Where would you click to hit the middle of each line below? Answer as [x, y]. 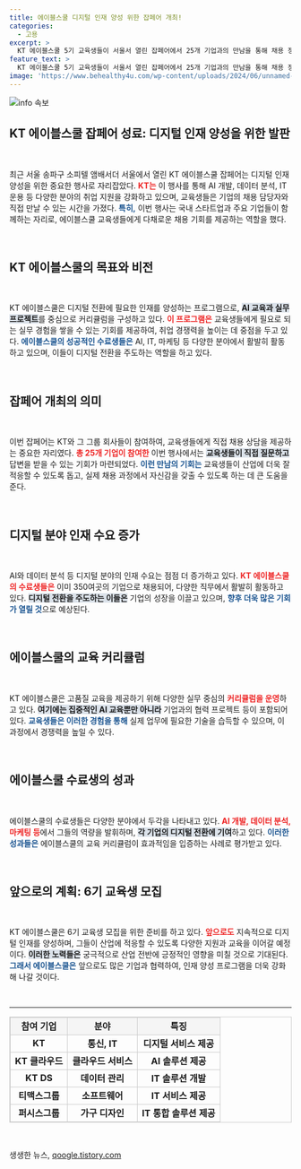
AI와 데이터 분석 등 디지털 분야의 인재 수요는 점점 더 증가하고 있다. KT [130, 576]
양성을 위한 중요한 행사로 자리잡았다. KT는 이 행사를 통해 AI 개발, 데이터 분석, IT [148, 186]
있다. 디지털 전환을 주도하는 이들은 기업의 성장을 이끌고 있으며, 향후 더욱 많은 [142, 598]
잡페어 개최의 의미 [56, 401]
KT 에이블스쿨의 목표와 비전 [82, 267]
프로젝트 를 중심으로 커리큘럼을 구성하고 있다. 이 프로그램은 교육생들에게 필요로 [146, 319]
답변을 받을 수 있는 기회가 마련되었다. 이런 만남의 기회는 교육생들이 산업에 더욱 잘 [150, 464]
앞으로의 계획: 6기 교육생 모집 [86, 892]
